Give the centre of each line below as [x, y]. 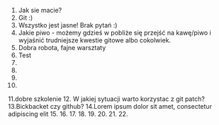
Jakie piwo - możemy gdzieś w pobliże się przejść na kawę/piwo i [114, 32]
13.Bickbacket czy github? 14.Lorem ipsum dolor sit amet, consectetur [110, 106]
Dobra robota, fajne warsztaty [62, 48]
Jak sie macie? [40, 10]
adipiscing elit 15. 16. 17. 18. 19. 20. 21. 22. [68, 114]
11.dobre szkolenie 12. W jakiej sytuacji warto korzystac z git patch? [106, 99]
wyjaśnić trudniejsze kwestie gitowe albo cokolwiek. [95, 40]
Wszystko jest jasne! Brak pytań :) [68, 25]
